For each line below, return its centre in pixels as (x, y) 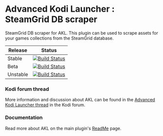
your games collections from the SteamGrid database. (59, 38)
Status (49, 50)
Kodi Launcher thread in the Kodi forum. (45, 105)
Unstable (18, 74)
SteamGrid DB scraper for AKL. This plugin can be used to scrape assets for (82, 33)
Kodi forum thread (27, 89)
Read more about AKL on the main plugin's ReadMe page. (63, 128)
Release (18, 50)
